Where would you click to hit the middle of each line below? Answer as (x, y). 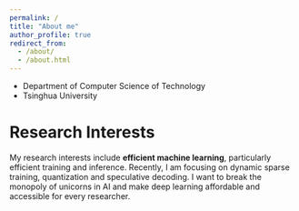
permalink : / (34, 18)
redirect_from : (38, 43)
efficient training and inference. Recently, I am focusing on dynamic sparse (150, 167)
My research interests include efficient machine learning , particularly (140, 157)
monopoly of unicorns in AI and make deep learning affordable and (135, 186)
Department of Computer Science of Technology (114, 86)
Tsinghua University (60, 95)
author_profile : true (50, 35)
